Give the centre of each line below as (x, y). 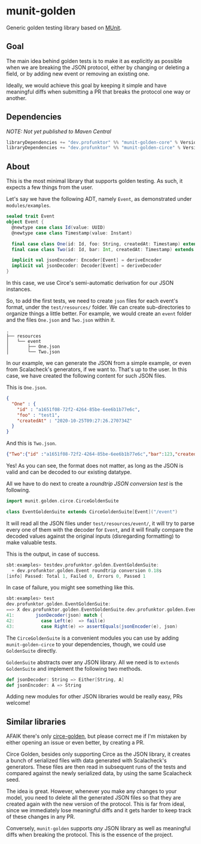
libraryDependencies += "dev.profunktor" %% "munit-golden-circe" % (93, 148)
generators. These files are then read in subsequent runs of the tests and (96, 767)
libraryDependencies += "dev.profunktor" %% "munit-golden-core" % (92, 142)
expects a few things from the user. (50, 188)
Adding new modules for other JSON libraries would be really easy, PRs (95, 697)
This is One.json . (27, 387)
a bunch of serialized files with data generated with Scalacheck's (86, 761)
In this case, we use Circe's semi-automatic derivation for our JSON (90, 283)
